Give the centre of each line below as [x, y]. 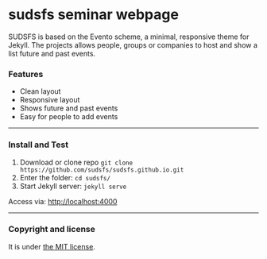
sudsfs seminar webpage [93, 15]
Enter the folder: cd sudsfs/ [65, 177]
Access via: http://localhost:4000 [63, 201]
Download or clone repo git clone [76, 162]
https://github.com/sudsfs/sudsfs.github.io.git [102, 170]
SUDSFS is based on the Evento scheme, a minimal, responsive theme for [129, 37]
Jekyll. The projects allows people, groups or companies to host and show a [133, 44]
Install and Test [39, 145]
